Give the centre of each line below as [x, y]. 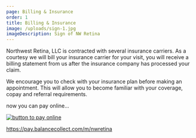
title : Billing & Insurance [41, 23]
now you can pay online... [38, 106]
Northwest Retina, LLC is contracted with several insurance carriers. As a [96, 51]
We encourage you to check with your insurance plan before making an [94, 82]
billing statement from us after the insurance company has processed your [98, 64]
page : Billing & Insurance [40, 12]
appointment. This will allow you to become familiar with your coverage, [95, 88]
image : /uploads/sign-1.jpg [41, 28]
